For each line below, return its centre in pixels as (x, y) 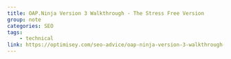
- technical (36, 39)
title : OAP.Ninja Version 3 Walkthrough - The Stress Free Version (106, 13)
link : (15, 45)
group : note (24, 20)
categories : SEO (30, 26)
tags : (15, 32)
